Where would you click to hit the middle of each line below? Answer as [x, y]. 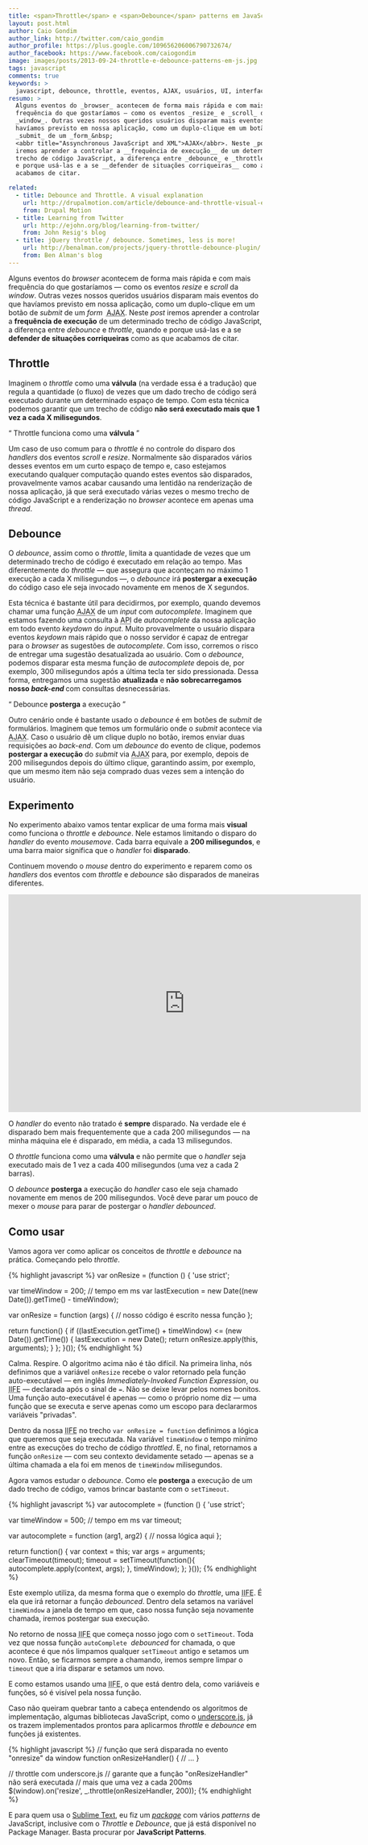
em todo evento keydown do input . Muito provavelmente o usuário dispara [132, 629]
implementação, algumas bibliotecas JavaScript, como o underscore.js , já [131, 1717]
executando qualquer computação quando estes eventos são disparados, [130, 474]
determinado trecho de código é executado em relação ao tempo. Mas [126, 562]
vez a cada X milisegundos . [55, 417]
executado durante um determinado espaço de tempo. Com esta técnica [129, 400]
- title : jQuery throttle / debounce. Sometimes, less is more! [126, 240]
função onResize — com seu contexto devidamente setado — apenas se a [131, 1456]
